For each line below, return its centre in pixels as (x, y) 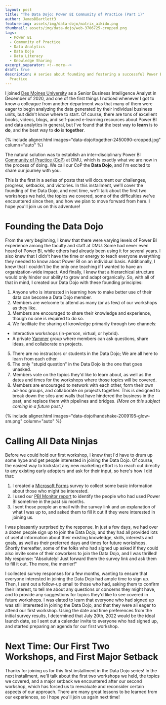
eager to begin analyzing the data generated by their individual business (79, 109)
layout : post (19, 10)
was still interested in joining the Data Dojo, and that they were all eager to (81, 605)
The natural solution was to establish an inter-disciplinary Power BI (73, 154)
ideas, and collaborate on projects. (47, 344)
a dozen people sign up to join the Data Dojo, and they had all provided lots (82, 532)
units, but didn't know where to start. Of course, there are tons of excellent (81, 114)
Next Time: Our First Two (58, 646)
